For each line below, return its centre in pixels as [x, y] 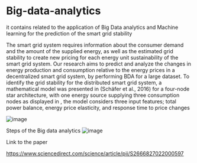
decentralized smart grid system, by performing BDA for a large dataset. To [98, 76]
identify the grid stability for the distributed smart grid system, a [84, 82]
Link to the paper [27, 142]
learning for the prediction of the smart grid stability [69, 33]
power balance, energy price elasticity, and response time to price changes [98, 107]
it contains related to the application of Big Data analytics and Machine [92, 27]
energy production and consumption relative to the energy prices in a [91, 70]
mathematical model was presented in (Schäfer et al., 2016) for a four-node [98, 89]
